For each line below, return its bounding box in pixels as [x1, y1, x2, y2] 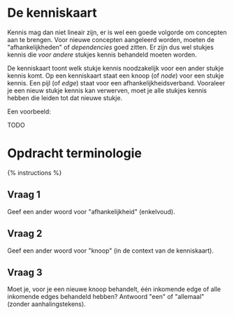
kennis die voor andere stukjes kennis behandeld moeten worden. [7, 50, 197, 59]
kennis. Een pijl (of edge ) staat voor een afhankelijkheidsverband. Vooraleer [7, 78, 226, 87]
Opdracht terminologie [7, 146, 142, 162]
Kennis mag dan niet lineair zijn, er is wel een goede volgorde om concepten [7, 28, 227, 36]
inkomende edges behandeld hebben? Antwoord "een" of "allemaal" [7, 293, 205, 301]
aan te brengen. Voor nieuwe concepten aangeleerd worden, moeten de [7, 35, 215, 43]
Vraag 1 [7, 189, 41, 201]
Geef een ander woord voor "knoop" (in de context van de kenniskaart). [7, 246, 214, 255]
